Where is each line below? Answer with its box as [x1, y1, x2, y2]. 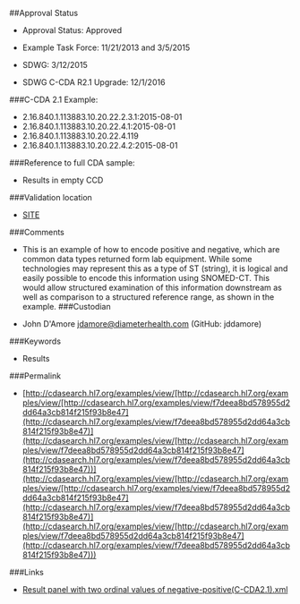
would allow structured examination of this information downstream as [21, 282, 282, 293]
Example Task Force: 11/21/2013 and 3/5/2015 [21, 42, 191, 53]
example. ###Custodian [21, 302, 111, 311]
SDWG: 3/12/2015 [21, 60, 88, 70]
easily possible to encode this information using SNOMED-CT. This [21, 273, 270, 283]
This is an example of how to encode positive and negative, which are [21, 244, 280, 254]
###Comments [9, 227, 65, 237]
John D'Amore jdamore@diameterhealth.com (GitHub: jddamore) [21, 319, 262, 329]
